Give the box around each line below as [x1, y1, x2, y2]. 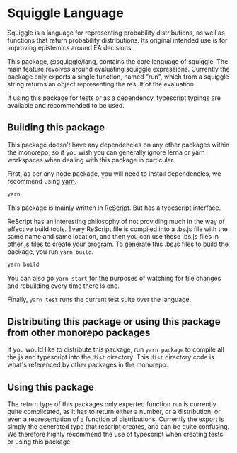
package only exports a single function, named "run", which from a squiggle [7, 72, 229, 81]
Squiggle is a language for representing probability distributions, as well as [7, 28, 225, 37]
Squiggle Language [7, 5, 124, 21]
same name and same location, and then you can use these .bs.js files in [7, 232, 219, 240]
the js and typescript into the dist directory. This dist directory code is [7, 353, 214, 362]
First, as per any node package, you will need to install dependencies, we [7, 169, 221, 178]
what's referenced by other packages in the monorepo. [7, 360, 168, 369]
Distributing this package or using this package [7, 315, 221, 328]
